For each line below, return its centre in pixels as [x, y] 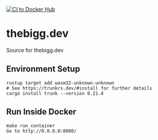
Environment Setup [43, 69]
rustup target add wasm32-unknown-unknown [60, 83]
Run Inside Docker [41, 112]
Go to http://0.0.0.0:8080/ [42, 131]
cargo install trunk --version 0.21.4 [55, 93]
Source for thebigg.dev [35, 50]
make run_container [31, 126]
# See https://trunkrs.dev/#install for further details [79, 88]
